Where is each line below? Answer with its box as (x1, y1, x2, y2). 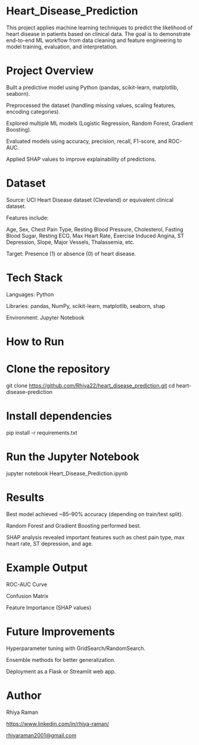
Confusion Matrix (6, 592, 49, 599)
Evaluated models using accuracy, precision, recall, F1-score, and (6, 138, 167, 145)
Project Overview (6, 64, 94, 78)
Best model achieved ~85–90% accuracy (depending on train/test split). (6, 510, 184, 518)
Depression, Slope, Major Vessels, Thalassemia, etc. (6, 238, 135, 246)
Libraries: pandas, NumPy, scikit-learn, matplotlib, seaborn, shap (6, 302, 166, 309)
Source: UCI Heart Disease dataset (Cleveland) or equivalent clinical (6, 196, 174, 203)
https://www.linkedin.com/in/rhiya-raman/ (6, 720, 109, 727)
